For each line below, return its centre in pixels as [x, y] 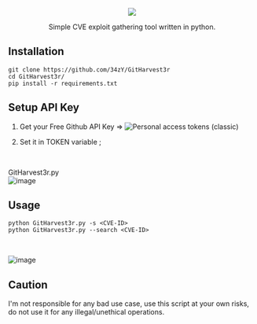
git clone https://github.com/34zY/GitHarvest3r [89, 70]
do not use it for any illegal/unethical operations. [86, 312]
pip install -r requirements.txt [63, 83]
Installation [36, 52]
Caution [28, 284]
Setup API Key [44, 107]
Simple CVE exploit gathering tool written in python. [132, 27]
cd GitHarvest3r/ [37, 76]
